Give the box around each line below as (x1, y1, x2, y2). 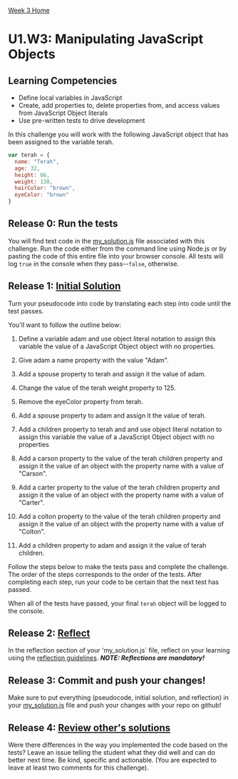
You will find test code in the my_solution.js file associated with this (8, 236, 205, 245)
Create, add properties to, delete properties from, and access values (18, 101, 220, 109)
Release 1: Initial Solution (8, 280, 121, 292)
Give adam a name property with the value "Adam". (18, 356, 170, 364)
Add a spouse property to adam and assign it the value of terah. (18, 411, 206, 420)
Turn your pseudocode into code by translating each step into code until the (8, 299, 232, 308)
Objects (8, 46, 56, 63)
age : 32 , (14, 164, 41, 172)
